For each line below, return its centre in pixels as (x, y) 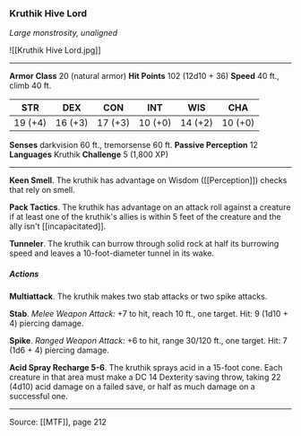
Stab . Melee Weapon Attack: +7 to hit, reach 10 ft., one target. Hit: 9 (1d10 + (149, 314)
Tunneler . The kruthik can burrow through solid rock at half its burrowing (144, 244)
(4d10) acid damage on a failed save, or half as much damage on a (132, 387)
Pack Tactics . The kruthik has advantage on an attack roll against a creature (150, 207)
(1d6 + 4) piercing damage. (59, 350)
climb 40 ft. (30, 86)
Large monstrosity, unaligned (64, 33)
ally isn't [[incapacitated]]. (58, 226)
